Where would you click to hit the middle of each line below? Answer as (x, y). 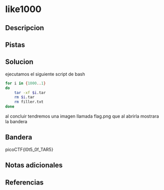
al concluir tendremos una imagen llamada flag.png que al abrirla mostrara (82, 116)
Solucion (19, 62)
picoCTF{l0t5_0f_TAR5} (29, 149)
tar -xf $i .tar (30, 92)
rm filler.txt (29, 102)
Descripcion (25, 28)
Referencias (25, 182)
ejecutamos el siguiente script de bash (45, 74)
